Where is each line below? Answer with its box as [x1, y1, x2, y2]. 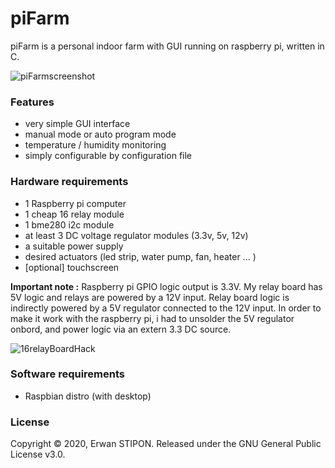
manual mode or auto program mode [24, 128, 177, 141]
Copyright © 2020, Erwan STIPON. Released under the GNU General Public [10, 438, 322, 450]
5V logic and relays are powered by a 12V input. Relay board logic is [10, 291, 290, 303]
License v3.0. [10, 448, 66, 461]
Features [10, 95, 55, 109]
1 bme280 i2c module [24, 218, 115, 231]
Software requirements [10, 367, 126, 381]
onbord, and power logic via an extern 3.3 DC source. [10, 323, 232, 335]
